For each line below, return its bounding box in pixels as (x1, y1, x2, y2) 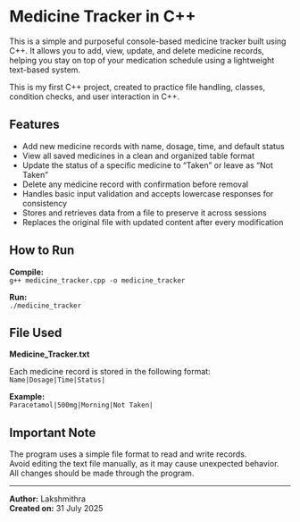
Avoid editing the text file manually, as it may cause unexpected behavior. (9, 459, 279, 469)
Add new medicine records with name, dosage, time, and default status (21, 140, 286, 151)
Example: (9, 391, 46, 402)
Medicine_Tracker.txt (9, 349, 90, 359)
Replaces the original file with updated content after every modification (21, 216, 284, 227)
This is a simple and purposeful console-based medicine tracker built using (9, 36, 287, 46)
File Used (9, 324, 62, 341)
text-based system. (9, 64, 81, 75)
